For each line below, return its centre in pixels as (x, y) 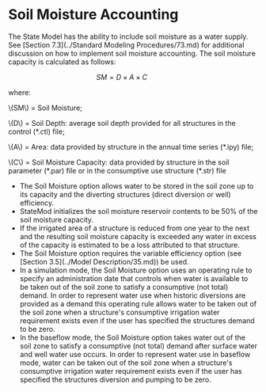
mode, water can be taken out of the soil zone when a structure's (126, 363)
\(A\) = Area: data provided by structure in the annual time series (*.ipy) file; (131, 147)
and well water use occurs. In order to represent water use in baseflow (135, 354)
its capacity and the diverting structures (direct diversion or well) (125, 194)
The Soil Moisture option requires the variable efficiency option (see (131, 253)
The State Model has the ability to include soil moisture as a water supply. (128, 36)
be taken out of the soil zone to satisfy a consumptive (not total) (124, 287)
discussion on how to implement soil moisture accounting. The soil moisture (132, 53)
